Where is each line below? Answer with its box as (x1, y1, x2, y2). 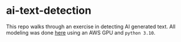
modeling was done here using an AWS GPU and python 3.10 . (6, 29, 156, 36)
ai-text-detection (6, 4, 92, 17)
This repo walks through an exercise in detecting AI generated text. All (6, 23, 176, 30)
